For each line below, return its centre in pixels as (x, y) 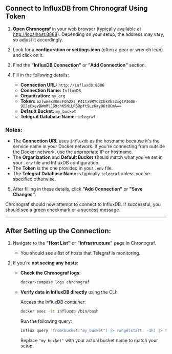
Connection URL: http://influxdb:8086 (62, 85)
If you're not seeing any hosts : (45, 263)
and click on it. (28, 55)
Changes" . (25, 195)
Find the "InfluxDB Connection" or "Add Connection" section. (79, 65)
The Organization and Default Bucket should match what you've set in (88, 157)
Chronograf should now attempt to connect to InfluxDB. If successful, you (83, 204)
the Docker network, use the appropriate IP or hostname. (73, 152)
